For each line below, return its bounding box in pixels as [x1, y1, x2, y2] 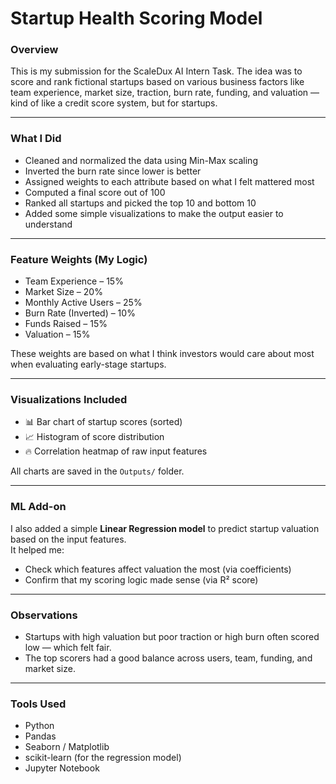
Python [24, 720, 55, 732]
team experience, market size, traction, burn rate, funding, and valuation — [10, 87, 320, 99]
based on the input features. [10, 533, 127, 545]
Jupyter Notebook [24, 762, 100, 774]
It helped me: [10, 543, 65, 556]
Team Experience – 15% [24, 275, 124, 287]
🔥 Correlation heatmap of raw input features [24, 445, 208, 457]
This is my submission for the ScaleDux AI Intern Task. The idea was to [10, 65, 303, 77]
